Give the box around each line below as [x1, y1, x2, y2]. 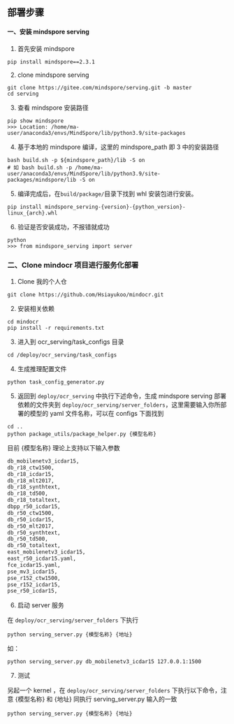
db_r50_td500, [7, 535, 49, 543]
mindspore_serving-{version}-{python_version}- [44, 203, 187, 210]
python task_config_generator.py [7, 378, 105, 386]
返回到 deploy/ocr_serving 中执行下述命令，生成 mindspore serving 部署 [17, 391, 227, 400]
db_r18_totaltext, [7, 497, 61, 504]
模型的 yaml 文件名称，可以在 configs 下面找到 [29, 409, 164, 417]
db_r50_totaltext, [7, 542, 61, 549]
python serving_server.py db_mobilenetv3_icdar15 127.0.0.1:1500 [7, 658, 201, 665]
